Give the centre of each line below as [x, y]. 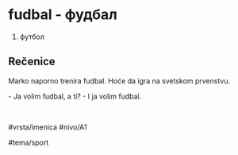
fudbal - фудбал [63, 15]
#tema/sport [29, 142]
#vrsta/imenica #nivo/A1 [48, 127]
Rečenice [32, 62]
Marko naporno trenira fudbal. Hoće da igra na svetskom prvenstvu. [119, 80]
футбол [32, 37]
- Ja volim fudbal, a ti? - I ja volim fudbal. [75, 96]
